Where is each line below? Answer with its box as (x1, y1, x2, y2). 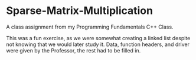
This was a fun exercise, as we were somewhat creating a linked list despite (6, 34, 191, 41)
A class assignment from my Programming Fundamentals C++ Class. (6, 23, 174, 30)
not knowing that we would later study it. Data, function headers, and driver (6, 41, 190, 48)
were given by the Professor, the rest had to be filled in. (6, 47, 141, 54)
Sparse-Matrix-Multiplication (6, 4, 153, 17)
